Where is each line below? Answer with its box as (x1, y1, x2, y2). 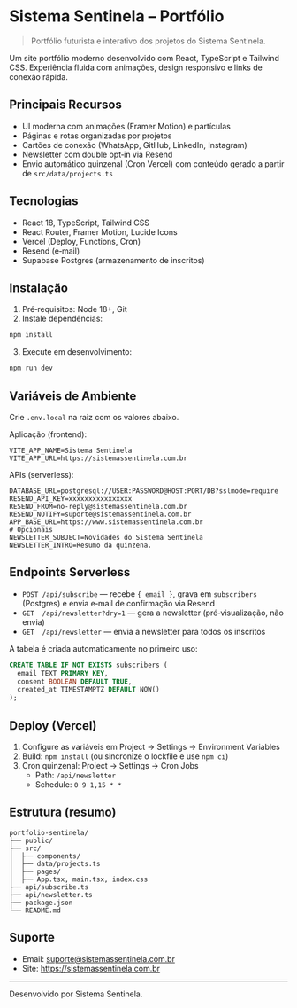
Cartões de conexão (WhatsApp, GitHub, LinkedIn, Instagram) (21, 139, 247, 150)
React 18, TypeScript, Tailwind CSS (21, 217, 150, 228)
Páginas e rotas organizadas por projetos (21, 130, 172, 141)
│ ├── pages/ (9, 867, 62, 876)
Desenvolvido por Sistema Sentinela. (9, 988, 143, 999)
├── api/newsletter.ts (9, 890, 93, 899)
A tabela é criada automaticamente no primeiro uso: (9, 643, 198, 653)
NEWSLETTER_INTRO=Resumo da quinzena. (9, 541, 152, 550)
